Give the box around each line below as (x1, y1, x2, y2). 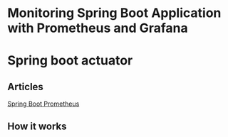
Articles (7, 80, 44, 93)
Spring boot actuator (7, 53, 133, 69)
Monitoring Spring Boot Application (7, 5, 222, 21)
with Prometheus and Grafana (7, 20, 189, 36)
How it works (7, 120, 67, 132)
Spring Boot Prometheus (7, 99, 80, 108)
